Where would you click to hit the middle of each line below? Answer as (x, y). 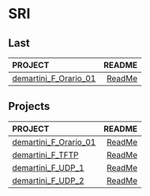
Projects (29, 106)
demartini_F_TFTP (45, 155)
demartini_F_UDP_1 (48, 168)
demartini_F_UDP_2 (48, 180)
